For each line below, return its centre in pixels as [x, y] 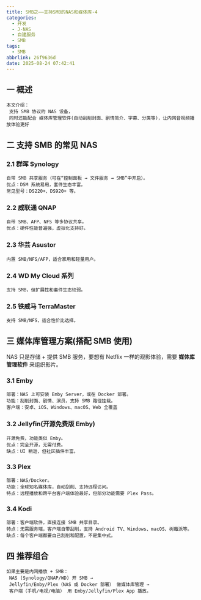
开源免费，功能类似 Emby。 [36, 438]
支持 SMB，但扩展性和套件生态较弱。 [46, 290]
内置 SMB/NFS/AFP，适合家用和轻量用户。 [53, 259]
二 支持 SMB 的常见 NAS [52, 145]
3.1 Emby [20, 380]
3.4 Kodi [19, 509]
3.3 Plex [19, 467]
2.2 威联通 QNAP [31, 208]
